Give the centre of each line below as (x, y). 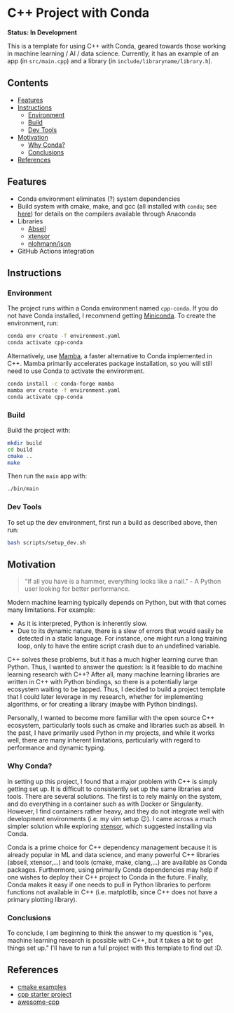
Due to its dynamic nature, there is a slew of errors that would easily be (120, 631)
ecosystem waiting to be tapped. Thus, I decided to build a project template (116, 689)
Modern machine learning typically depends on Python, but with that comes (117, 603)
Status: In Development (42, 32)
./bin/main (23, 489)
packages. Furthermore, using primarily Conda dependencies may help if (113, 870)
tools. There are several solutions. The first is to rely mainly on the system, (115, 796)
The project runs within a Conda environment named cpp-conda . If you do (113, 308)
